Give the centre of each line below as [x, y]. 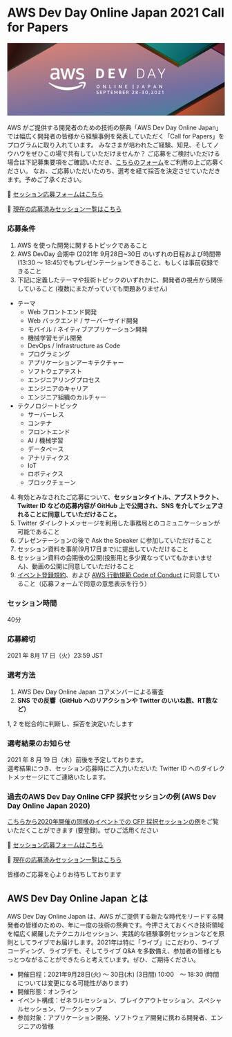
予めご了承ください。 [55, 180]
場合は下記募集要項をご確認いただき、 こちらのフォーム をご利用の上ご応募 [113, 162]
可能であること [38, 532]
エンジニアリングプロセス [64, 379]
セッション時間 [32, 603]
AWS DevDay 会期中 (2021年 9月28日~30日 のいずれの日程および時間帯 [119, 253]
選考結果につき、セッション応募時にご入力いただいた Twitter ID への [104, 768]
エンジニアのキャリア [58, 388]
